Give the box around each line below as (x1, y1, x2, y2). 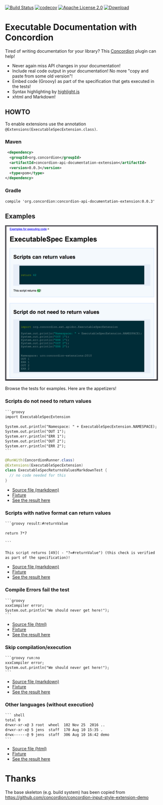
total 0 (5, 718, 21, 723)
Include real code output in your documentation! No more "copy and (12, 68, 149, 74)
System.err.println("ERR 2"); (5, 444, 66, 449)
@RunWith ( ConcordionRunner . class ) (5, 457, 75, 463)
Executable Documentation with (5, 22, 137, 33)
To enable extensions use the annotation (5, 121, 86, 127)
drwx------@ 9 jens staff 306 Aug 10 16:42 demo (5, 732, 110, 737)
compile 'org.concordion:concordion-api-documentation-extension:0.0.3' (5, 199, 155, 204)
